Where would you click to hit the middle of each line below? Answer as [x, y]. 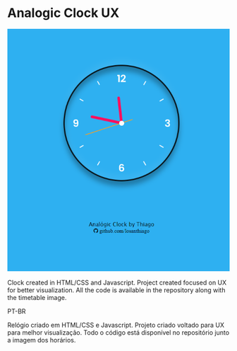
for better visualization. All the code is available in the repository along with [116, 290]
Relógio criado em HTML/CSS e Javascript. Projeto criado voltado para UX [116, 325]
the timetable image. [37, 297]
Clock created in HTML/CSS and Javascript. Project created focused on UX [117, 282]
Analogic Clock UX [63, 13]
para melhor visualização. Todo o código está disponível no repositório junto [119, 332]
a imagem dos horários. [42, 340]
